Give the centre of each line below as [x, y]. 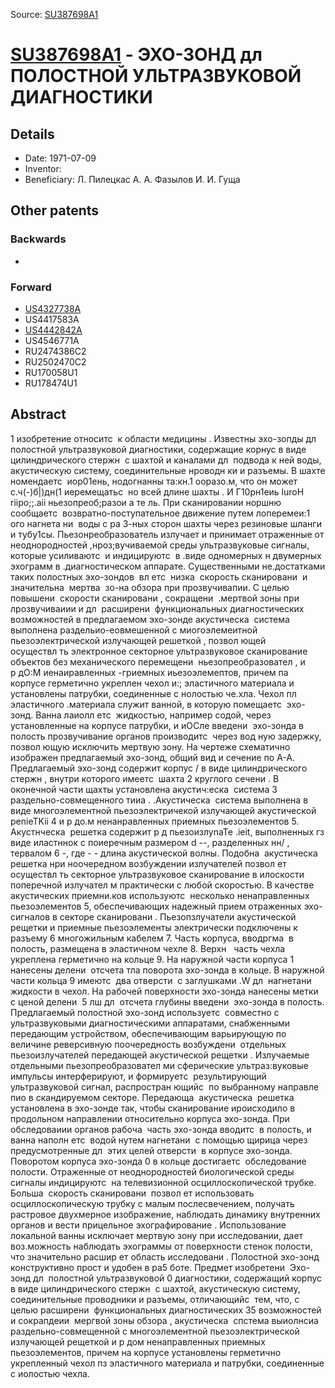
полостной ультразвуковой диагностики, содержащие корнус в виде [158, 449]
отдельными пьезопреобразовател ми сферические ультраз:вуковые [159, 1065]
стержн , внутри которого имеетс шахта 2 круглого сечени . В [145, 778]
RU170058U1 [51, 372]
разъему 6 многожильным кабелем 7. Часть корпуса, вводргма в [152, 938]
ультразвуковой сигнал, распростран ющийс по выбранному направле [164, 1086]
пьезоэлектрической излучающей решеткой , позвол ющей [138, 640]
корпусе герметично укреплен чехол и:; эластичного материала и [152, 683]
